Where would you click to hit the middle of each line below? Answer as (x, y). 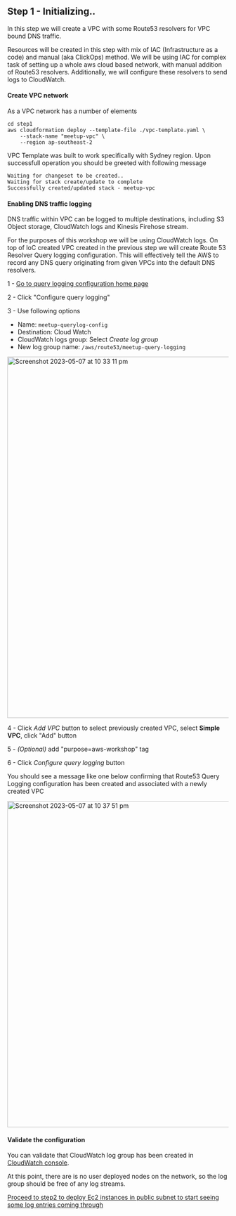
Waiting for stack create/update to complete (75, 182)
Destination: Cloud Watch (54, 332)
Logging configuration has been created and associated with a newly (107, 784)
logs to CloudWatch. (37, 79)
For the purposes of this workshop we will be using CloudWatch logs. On (113, 240)
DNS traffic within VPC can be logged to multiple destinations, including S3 (116, 219)
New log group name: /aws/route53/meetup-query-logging (101, 347)
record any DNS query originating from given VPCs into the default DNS (111, 263)
